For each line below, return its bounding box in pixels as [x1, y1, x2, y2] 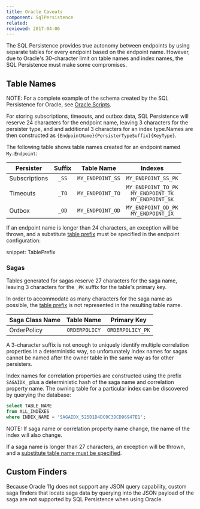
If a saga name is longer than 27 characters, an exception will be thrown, [6, 443, 186, 450]
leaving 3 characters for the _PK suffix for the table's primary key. [6, 284, 167, 291]
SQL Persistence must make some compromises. [6, 61, 128, 69]
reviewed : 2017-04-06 [6, 25, 60, 32]
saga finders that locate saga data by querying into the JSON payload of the [6, 489, 195, 496]
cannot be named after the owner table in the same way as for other [6, 354, 174, 361]
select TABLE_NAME [6, 403, 52, 409]
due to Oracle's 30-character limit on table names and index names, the [6, 55, 184, 62]
